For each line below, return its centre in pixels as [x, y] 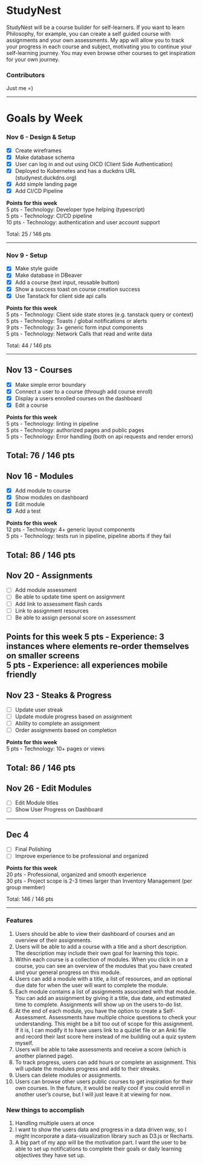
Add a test [28, 511]
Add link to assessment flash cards [59, 604]
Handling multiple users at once [55, 1123]
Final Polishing [33, 849]
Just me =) [20, 88]
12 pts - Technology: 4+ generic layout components [71, 530]
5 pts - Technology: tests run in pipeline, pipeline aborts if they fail [89, 536]
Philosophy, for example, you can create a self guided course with [89, 33]
